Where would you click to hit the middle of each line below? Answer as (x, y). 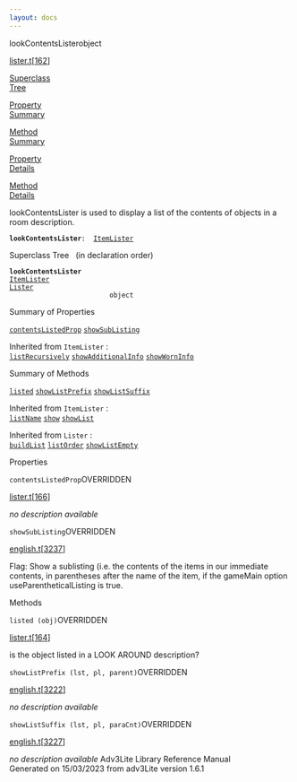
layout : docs (34, 17)
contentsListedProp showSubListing (75, 330)
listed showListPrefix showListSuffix (80, 391)
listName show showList (52, 418)
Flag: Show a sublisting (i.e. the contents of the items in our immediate (139, 566)
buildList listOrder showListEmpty (74, 445)
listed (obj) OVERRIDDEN (59, 620)
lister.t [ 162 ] (30, 60)
